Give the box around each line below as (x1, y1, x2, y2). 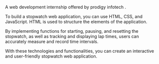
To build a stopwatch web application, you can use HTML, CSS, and (5, 14, 143, 19)
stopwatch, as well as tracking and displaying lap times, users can (5, 34, 139, 39)
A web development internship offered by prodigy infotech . (5, 4, 127, 10)
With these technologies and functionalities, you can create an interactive (5, 48, 154, 54)
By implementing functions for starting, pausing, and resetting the (5, 28, 139, 34)
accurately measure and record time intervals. (5, 39, 98, 44)
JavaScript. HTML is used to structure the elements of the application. (5, 19, 148, 24)
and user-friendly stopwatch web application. (5, 53, 97, 59)
